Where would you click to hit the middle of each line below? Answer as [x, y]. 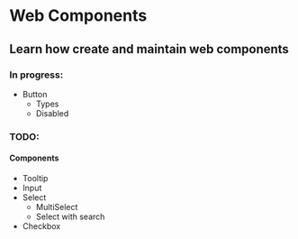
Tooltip [35, 178]
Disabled [52, 113]
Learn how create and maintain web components [149, 49]
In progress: [36, 75]
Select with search [70, 216]
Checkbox [41, 226]
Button [35, 94]
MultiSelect [57, 207]
